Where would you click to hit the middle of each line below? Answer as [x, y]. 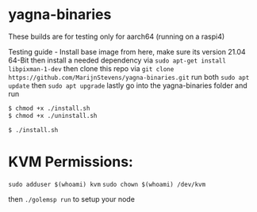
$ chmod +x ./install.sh [49, 108]
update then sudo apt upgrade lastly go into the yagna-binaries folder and [128, 85]
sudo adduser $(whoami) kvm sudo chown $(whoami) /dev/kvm [107, 184]
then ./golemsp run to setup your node [71, 199]
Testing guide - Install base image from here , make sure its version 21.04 [127, 51]
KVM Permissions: [71, 162]
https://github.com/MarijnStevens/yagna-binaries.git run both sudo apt [129, 77]
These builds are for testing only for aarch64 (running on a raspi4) [117, 36]
